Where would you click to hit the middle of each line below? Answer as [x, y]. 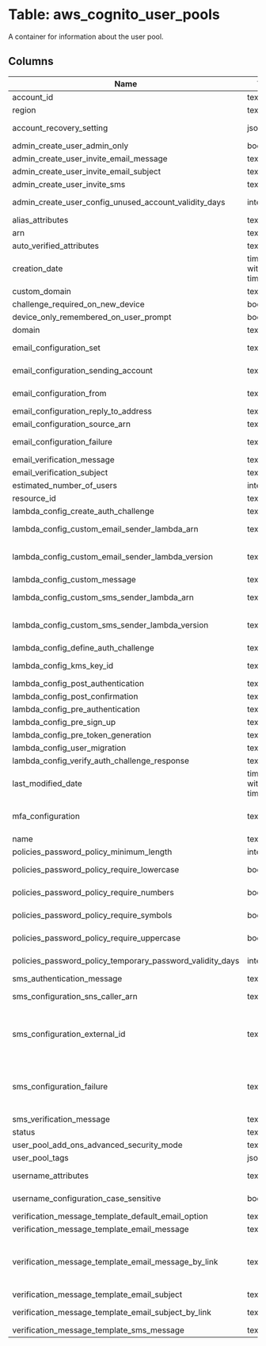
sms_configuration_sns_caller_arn [75, 996]
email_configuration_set [57, 348]
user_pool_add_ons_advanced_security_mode [97, 1145]
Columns [31, 61]
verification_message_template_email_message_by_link [115, 1261]
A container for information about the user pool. [86, 36]
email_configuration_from [59, 393]
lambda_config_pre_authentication [76, 709]
